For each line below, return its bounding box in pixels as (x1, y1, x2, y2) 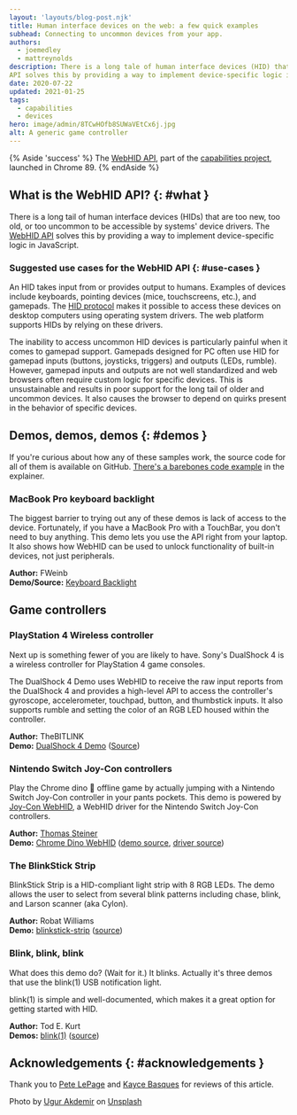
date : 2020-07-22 (9, 79, 73, 88)
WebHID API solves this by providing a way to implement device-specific (9, 230, 274, 240)
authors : (9, 37, 42, 47)
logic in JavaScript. (9, 239, 80, 250)
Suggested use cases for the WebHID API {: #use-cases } (9, 261, 261, 274)
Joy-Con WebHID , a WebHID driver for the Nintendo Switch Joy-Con (9, 801, 259, 812)
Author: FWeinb (9, 568, 68, 579)
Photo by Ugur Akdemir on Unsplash (9, 1096, 142, 1107)
